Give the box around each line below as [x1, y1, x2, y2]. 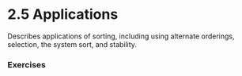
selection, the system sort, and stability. [7, 39, 138, 49]
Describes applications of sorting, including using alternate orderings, [7, 31, 235, 41]
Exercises [7, 59, 47, 70]
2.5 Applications [7, 5, 119, 24]
